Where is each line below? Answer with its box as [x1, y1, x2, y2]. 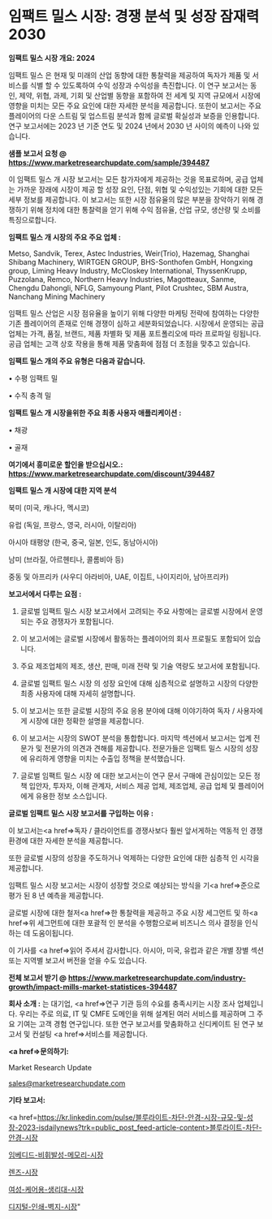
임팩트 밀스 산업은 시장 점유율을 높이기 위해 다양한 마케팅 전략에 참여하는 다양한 [8, 308, 260, 318]
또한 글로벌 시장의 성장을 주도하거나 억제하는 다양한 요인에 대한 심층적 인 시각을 [8, 853, 260, 862]
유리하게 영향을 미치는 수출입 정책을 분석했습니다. [28, 753, 185, 763]
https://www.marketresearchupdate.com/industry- [67, 972, 246, 983]
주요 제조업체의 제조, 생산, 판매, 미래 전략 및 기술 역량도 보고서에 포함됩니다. [19, 661, 261, 671]
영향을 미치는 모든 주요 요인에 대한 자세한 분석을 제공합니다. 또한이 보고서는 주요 [8, 101, 262, 110]
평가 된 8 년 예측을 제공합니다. [8, 890, 104, 900]
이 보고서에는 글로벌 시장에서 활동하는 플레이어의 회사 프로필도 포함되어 [19, 633, 246, 643]
